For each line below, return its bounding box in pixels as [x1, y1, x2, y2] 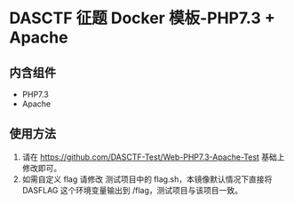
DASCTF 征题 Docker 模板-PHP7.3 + [9, 8, 275, 28]
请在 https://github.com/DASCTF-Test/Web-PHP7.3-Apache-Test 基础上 [21, 152, 286, 162]
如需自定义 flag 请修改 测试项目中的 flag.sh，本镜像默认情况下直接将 [21, 174, 273, 184]
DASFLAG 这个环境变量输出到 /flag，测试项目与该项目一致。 [21, 184, 242, 195]
